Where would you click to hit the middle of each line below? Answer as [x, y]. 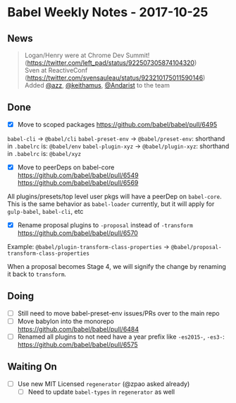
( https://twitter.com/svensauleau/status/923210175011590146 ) [115, 78]
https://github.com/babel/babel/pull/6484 [78, 329]
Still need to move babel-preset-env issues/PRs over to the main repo [118, 313]
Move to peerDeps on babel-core [66, 167]
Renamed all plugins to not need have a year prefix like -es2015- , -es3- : [121, 337]
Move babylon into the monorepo [66, 321]
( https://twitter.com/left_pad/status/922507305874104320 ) [111, 63]
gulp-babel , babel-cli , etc [45, 211]
